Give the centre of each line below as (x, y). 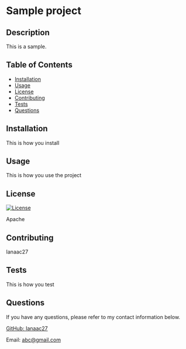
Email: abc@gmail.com (34, 340)
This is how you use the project (44, 175)
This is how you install (33, 143)
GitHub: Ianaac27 (27, 328)
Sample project (44, 11)
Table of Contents (39, 65)
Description (28, 33)
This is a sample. (26, 46)
